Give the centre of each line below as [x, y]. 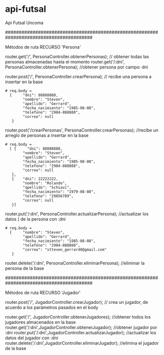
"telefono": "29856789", [48, 196]
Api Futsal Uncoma [24, 23]
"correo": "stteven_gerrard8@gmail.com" [65, 250]
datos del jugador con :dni [32, 338]
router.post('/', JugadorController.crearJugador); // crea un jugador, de [77, 302]
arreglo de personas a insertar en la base [47, 135]
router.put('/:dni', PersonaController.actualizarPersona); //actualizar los [77, 214]
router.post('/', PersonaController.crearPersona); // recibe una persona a [78, 76]
